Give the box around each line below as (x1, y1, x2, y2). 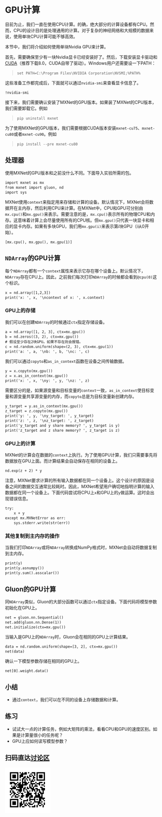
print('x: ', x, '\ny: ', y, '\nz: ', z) (5, 378, 90, 383)
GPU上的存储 (5, 307, 36, 314)
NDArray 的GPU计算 (5, 254, 60, 262)
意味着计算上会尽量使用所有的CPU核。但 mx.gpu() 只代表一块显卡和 (17, 217, 150, 223)
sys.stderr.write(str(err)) (14, 521, 70, 525)
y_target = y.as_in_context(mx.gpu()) (5, 404, 83, 408)
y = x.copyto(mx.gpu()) (5, 368, 53, 374)
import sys (5, 190, 27, 195)
